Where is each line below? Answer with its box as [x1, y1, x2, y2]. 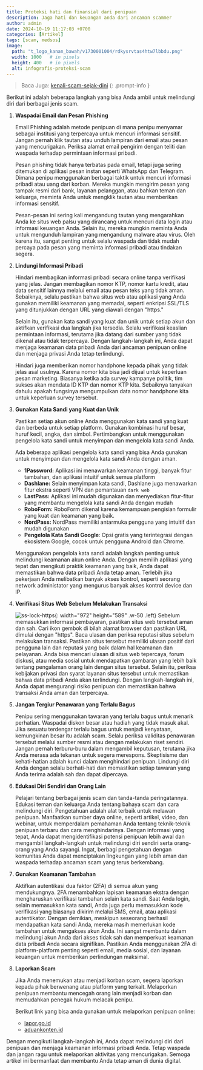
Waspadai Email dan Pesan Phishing [15, 112, 108, 119]
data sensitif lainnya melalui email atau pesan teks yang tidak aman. [15, 286, 185, 294]
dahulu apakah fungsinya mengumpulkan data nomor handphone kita [15, 388, 189, 395]
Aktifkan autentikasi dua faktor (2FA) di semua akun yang [15, 882, 159, 890]
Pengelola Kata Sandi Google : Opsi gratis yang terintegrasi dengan [24, 532, 193, 539]
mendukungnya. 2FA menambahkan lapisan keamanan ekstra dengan [15, 889, 189, 896]
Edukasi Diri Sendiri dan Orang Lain [15, 782, 106, 790]
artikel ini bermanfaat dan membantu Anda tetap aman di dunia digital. [6, 1057, 182, 1065]
